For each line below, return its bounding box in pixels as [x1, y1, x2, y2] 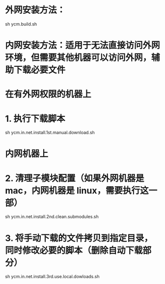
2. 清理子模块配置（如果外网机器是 [5, 172, 144, 184]
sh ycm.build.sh [5, 21, 37, 27]
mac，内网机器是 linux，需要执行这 [5, 185, 149, 196]
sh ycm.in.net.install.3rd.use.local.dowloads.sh [5, 274, 100, 280]
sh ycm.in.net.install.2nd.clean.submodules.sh [5, 214, 99, 220]
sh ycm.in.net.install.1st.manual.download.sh [5, 130, 95, 136]
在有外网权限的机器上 [5, 89, 92, 100]
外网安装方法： [5, 4, 66, 16]
